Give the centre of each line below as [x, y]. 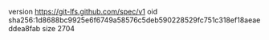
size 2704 [58, 28]
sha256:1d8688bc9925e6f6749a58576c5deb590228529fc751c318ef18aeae [134, 20]
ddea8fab [24, 28]
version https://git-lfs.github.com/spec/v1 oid [83, 12]
